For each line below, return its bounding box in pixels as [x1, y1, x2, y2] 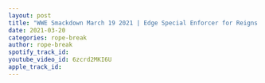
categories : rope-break [8, 33, 88, 42]
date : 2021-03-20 [8, 26, 66, 34]
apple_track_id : [8, 63, 62, 71]
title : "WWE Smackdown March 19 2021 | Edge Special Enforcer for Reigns [8, 19, 259, 27]
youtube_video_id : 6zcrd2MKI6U [8, 56, 112, 64]
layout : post [8, 11, 52, 20]
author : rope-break [8, 41, 73, 49]
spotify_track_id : [8, 48, 69, 56]
